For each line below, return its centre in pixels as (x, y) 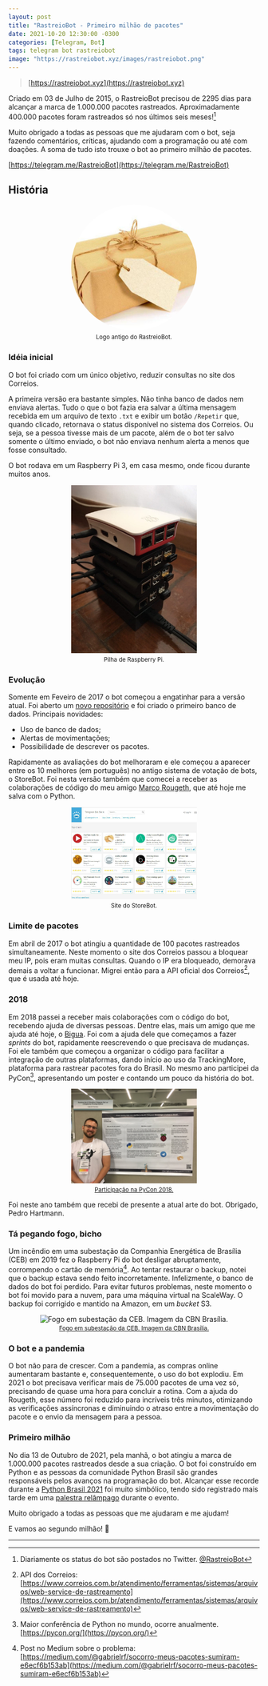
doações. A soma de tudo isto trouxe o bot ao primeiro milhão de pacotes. (130, 149)
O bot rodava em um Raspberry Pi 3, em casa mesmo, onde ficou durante (129, 465)
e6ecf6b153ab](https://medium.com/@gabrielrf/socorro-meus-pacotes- (138, 1665)
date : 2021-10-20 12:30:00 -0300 (64, 34)
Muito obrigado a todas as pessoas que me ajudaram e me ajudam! (119, 1513)
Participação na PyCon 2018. (134, 1190)
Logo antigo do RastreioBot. (134, 337)
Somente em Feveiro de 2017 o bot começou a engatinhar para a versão (127, 697)
